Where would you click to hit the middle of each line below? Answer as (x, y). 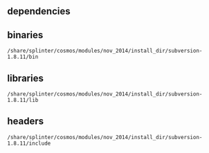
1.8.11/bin (23, 57)
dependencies (39, 11)
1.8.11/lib (23, 100)
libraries (25, 78)
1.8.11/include (29, 143)
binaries (25, 35)
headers (26, 121)
